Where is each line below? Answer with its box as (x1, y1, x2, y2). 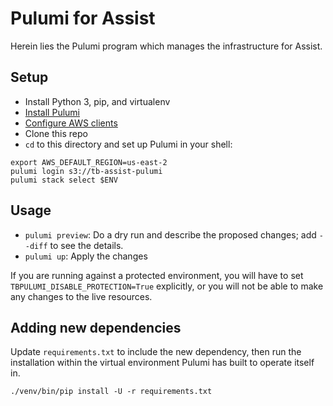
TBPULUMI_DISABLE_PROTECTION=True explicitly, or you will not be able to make (10, 280, 324, 292)
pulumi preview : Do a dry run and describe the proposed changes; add (24, 228, 317, 241)
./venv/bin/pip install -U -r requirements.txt (10, 387, 213, 397)
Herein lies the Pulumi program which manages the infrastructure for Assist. (10, 40, 323, 52)
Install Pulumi (24, 106, 80, 118)
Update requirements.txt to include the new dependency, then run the (10, 346, 302, 358)
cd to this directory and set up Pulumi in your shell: (24, 138, 233, 150)
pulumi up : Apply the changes (24, 250, 148, 262)
